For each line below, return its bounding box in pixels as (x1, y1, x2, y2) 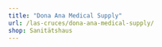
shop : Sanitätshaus (8, 26, 73, 34)
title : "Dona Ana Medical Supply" (8, 11, 123, 20)
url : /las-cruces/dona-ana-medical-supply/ (8, 19, 155, 27)
